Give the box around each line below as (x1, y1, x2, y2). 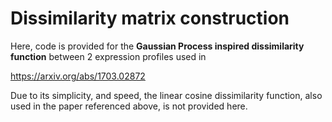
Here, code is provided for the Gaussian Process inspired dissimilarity (10, 40, 305, 52)
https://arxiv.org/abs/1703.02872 (10, 70, 146, 82)
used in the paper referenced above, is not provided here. (10, 100, 248, 112)
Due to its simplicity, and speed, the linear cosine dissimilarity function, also (10, 89, 323, 101)
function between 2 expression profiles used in (10, 50, 207, 62)
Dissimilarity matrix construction (10, 7, 290, 30)
